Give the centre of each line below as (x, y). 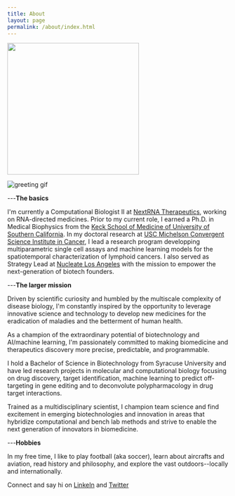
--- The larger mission (39, 285)
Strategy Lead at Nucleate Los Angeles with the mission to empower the (112, 264)
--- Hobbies (24, 443)
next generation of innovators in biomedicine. (73, 429)
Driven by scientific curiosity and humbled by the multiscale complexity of (114, 299)
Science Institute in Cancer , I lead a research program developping (104, 242)
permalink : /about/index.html (52, 27)
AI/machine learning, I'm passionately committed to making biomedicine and (118, 342)
